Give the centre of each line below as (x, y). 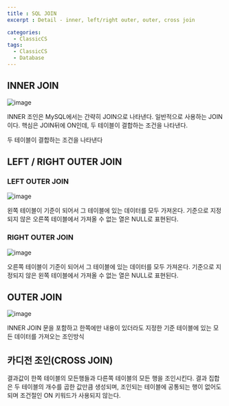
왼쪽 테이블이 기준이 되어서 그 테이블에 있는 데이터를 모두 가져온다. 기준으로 (108, 211)
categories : (24, 32)
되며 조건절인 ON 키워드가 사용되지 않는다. (64, 396)
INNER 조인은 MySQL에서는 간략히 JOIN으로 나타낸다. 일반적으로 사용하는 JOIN (115, 116)
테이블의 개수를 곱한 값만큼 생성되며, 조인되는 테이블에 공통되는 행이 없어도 (122, 387)
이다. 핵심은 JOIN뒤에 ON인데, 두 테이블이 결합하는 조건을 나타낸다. (97, 125)
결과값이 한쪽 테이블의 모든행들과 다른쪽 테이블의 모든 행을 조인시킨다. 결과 (107, 378)
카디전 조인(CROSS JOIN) (60, 360)
